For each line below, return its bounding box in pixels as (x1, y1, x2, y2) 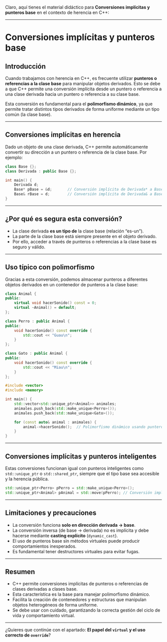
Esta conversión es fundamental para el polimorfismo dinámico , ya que (5, 101, 153, 107)
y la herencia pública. (5, 476, 49, 482)
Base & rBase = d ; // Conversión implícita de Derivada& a (14, 192, 153, 197)
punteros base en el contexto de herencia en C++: (5, 9, 109, 15)
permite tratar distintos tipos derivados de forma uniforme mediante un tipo (5, 106, 160, 112)
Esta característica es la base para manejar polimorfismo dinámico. (12, 591, 150, 598)
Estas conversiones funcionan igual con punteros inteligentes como (5, 465, 144, 471)
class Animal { (5, 291, 37, 296)
